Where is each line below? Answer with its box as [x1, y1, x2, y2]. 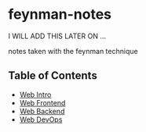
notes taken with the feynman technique [8, 46, 139, 55]
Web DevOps [19, 115, 63, 124]
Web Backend [19, 106, 65, 116]
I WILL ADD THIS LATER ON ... [8, 31, 107, 41]
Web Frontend [19, 98, 66, 107]
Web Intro [19, 90, 52, 99]
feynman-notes [8, 5, 112, 23]
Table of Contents [8, 69, 98, 83]
